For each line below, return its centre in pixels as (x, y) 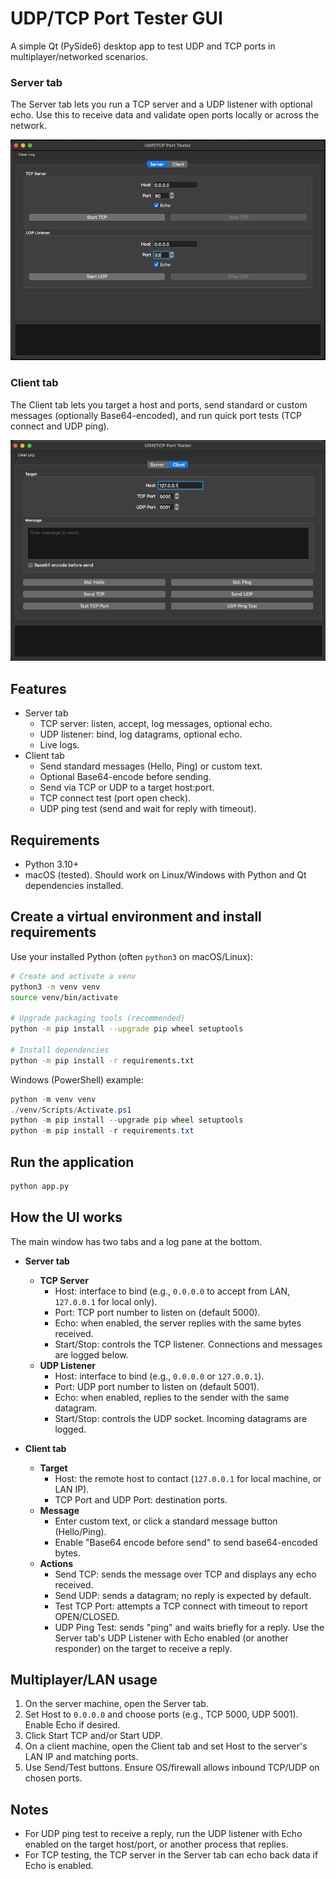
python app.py (40, 1186)
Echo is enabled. (59, 1866)
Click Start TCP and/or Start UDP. (93, 1736)
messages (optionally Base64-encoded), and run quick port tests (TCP (156, 415)
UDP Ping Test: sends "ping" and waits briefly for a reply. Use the (189, 1627)
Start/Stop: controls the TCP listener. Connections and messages (188, 1344)
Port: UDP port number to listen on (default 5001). (157, 1386)
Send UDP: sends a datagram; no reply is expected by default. (183, 1595)
